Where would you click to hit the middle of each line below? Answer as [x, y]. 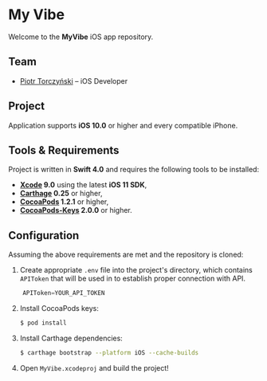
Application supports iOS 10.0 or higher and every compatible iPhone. [123, 125]
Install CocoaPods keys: [59, 308]
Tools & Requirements [64, 150]
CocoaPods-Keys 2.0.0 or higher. [76, 210]
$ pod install [43, 323]
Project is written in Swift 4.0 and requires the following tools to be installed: [134, 170]
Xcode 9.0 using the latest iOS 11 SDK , [83, 185]
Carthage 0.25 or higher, [61, 194]
